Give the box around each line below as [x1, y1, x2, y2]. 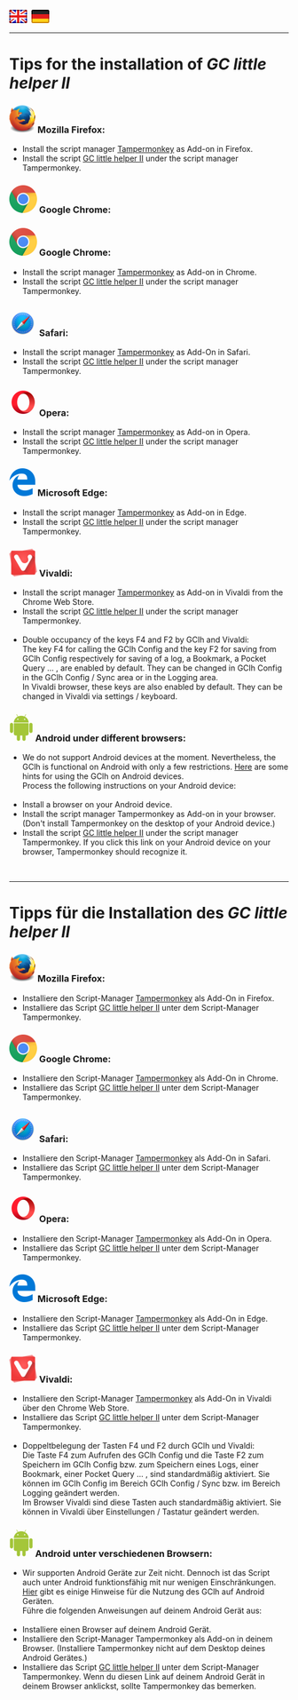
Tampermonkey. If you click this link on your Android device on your [21, 837, 271, 848]
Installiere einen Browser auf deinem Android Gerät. [21, 1625, 212, 1635]
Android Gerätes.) [21, 1653, 88, 1664]
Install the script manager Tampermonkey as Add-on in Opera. [21, 427, 251, 438]
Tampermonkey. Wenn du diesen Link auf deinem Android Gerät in [21, 1672, 265, 1682]
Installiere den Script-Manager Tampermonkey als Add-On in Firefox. [21, 992, 275, 1004]
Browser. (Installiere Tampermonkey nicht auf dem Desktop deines [21, 1643, 266, 1654]
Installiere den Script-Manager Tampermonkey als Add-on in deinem [21, 1633, 273, 1644]
